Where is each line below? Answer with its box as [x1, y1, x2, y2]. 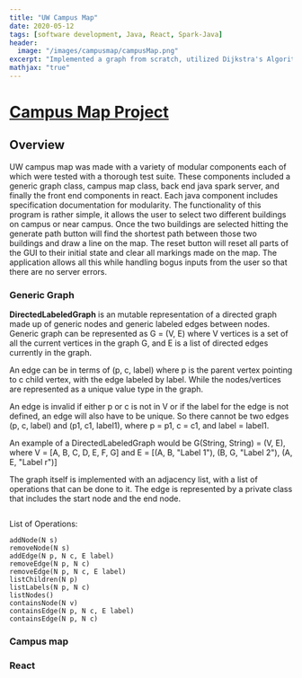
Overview [9, 137, 66, 153]
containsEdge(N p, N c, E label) [9, 607, 135, 616]
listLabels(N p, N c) [9, 583, 91, 593]
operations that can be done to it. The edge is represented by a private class [9, 484, 293, 495]
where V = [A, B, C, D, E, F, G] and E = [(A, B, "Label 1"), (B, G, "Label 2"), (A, [9, 447, 293, 458]
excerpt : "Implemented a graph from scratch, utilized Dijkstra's [9, 55, 263, 64]
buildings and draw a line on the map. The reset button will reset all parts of [9, 237, 289, 248]
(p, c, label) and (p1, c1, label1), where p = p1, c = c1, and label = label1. [9, 420, 270, 431]
